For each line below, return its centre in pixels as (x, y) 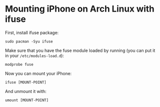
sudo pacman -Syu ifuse (29, 41)
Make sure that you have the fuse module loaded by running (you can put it (80, 50)
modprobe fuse (19, 64)
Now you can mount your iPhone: (38, 73)
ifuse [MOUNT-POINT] (26, 82)
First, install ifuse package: (32, 32)
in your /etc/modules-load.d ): (35, 55)
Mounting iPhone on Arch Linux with (80, 9)
